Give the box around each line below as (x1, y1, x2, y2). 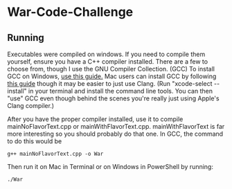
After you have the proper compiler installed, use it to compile (7, 115, 184, 123)
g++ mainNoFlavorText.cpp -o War (7, 150, 104, 157)
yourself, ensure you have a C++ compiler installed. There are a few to (7, 57, 208, 66)
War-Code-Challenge (7, 4, 134, 20)
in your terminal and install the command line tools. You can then (28, 87, 213, 95)
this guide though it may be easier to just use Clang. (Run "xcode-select (7, 80, 213, 87)
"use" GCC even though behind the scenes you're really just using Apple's (7, 94, 220, 102)
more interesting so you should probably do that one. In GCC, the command (7, 129, 224, 138)
